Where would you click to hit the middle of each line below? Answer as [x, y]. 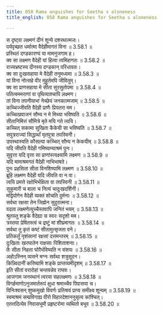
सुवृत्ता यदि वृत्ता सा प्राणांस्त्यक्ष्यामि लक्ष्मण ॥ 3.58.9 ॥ [57, 155]
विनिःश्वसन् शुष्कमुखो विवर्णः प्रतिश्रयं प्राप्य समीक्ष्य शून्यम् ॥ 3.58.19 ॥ [71, 290]
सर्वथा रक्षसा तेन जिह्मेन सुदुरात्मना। [40, 202]
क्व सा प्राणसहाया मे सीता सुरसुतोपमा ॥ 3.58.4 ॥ [54, 87]
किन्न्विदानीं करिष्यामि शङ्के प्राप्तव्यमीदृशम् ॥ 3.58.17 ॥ [59, 263]
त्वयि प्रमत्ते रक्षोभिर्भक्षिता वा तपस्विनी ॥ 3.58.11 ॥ [53, 182]
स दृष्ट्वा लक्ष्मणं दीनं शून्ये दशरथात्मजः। [43, 40]
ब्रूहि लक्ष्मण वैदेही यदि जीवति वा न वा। [41, 175]
